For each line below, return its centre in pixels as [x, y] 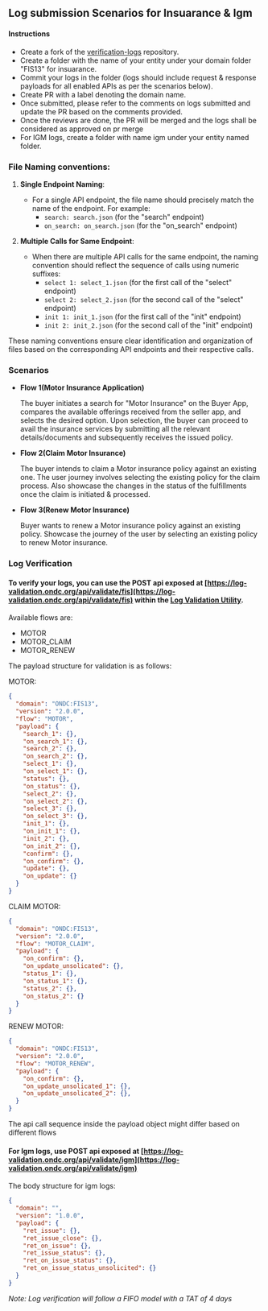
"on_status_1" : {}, [56, 981]
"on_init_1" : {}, [52, 831]
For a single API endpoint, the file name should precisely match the [143, 200]
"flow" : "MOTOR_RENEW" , [55, 1063]
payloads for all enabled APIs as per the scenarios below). [116, 86]
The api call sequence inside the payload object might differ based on [124, 1124]
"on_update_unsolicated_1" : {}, [77, 1086]
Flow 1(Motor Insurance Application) [82, 388]
